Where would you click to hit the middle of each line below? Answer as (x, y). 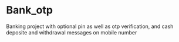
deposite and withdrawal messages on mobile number (72, 32)
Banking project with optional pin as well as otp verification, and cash (90, 26)
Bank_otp (29, 10)
